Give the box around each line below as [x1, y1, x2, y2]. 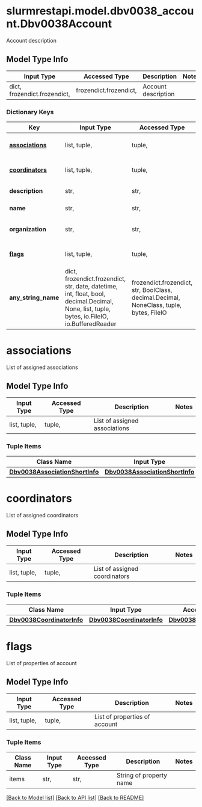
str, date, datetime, [65, 282, 118, 291]
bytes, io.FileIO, [65, 312, 109, 321]
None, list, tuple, [65, 305, 111, 313]
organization [9, 225, 47, 234]
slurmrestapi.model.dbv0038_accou [6, 4, 194, 18]
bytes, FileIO [131, 308, 167, 317]
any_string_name [9, 293, 60, 302]
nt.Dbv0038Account [6, 17, 112, 31]
